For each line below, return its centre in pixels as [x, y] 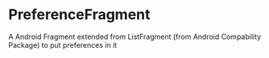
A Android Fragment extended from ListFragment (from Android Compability [135, 37]
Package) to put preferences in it [63, 44]
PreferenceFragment [79, 15]
